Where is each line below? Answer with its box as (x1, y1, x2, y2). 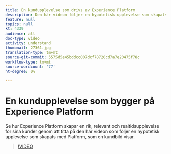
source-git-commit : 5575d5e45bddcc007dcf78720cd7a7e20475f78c (5, 54, 140, 60)
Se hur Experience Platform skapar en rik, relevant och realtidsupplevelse (5, 122, 159, 129)
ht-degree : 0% (5, 69, 36, 74)
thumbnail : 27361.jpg (5, 45, 51, 50)
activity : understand (5, 41, 51, 46)
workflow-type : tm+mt (5, 59, 51, 65)
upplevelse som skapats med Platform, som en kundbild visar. (5, 133, 135, 140)
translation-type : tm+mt (5, 50, 58, 55)
